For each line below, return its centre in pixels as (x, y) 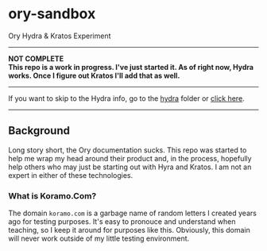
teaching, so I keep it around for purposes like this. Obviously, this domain (129, 230)
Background (39, 131)
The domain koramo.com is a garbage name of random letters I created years (132, 213)
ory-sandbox (52, 14)
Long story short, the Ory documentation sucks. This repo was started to (128, 150)
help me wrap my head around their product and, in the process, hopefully (130, 158)
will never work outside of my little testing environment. (99, 238)
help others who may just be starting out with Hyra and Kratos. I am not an (130, 167)
